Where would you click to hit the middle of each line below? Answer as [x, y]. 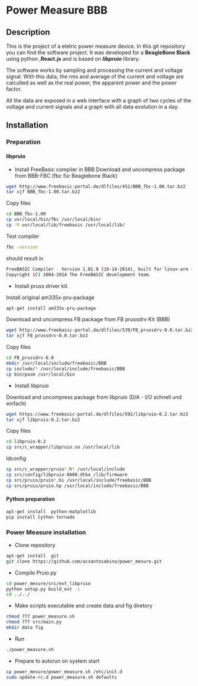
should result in [25, 258]
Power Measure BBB [57, 10]
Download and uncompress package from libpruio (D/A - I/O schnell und [94, 397]
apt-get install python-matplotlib [51, 511]
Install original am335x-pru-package [50, 297]
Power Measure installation [46, 532]
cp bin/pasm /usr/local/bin [41, 374]
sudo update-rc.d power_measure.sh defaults [62, 677]
